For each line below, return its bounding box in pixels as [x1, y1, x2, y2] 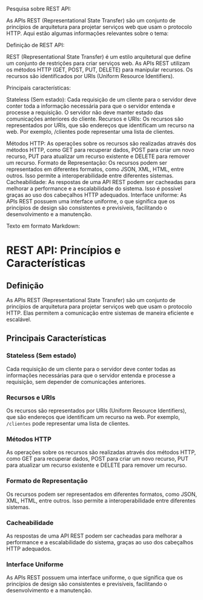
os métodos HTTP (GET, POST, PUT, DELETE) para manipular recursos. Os [6, 66, 193, 73]
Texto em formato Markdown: [6, 222, 81, 229]
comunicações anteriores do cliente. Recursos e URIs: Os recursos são [6, 115, 184, 122]
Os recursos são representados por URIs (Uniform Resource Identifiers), [6, 407, 187, 414]
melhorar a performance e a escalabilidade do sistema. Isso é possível [6, 185, 182, 192]
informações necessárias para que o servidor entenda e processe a [6, 372, 176, 379]
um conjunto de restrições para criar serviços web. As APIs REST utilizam [6, 60, 190, 67]
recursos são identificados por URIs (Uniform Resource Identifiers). [6, 73, 175, 79]
